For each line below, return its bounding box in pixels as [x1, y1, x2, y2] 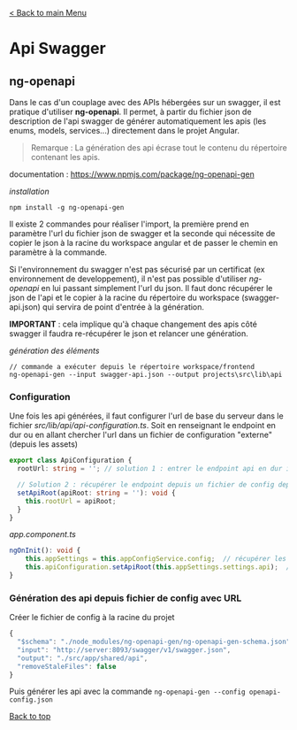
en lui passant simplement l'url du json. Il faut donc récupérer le [41, 283, 273, 293]
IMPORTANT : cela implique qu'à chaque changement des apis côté [9, 319, 258, 329]
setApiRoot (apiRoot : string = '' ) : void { [17, 488, 176, 497]
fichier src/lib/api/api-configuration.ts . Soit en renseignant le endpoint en [9, 420, 277, 431]
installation [9, 186, 50, 196]
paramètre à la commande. [9, 247, 108, 257]
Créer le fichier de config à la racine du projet [9, 612, 175, 623]
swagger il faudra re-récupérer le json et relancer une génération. [9, 328, 249, 339]
